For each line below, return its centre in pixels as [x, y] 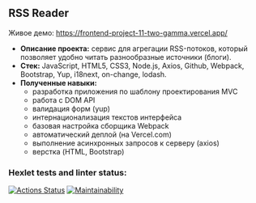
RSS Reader [39, 13]
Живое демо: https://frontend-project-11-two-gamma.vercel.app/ [118, 32]
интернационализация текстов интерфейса [107, 117]
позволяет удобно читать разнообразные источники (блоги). [126, 57]
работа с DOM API [64, 99]
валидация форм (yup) [71, 108]
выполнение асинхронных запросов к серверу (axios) [126, 143]
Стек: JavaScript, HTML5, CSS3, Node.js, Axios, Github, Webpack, [132, 66]
